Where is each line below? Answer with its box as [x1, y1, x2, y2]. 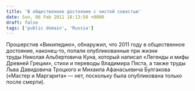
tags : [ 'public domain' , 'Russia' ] [6, 25, 94, 31]
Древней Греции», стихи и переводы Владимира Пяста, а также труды [6, 60, 186, 67]
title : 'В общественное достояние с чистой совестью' [6, 8, 142, 15]
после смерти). [6, 79, 45, 86]
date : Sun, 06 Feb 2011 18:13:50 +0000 [6, 14, 105, 20]
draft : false [6, 19, 38, 25]
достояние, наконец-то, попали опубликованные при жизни [6, 48, 158, 55]
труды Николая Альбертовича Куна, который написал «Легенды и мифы [6, 53, 189, 60]
